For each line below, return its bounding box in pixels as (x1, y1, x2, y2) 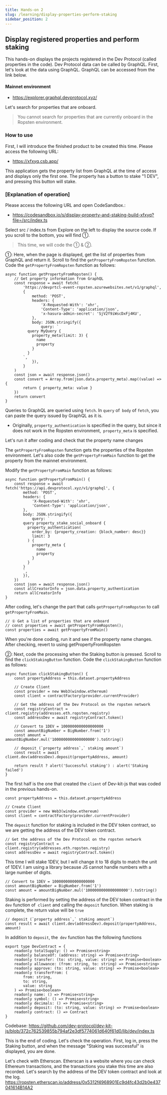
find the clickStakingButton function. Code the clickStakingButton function (5, 656, 162, 662)
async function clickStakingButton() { (5, 671, 88, 676)
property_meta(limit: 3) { (31, 333, 88, 338)
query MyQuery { (27, 328, 61, 334)
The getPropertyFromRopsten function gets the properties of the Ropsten (5, 447, 154, 453)
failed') (5, 767, 23, 772)
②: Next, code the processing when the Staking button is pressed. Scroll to (5, 651, 162, 657)
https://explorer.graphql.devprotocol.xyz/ (12, 94, 97, 100)
